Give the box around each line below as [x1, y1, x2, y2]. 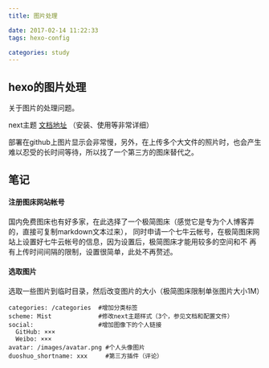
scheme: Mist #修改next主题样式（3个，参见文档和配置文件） [8, 312, 234, 320]
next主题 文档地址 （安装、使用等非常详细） [8, 120, 154, 130]
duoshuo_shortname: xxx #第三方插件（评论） [8, 352, 163, 360]
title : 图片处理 [8, 11, 58, 20]
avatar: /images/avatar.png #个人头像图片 [8, 343, 145, 351]
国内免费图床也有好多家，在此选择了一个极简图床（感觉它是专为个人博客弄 [8, 217, 255, 226]
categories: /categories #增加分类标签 [8, 304, 138, 312]
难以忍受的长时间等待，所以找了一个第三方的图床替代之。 [8, 147, 198, 157]
